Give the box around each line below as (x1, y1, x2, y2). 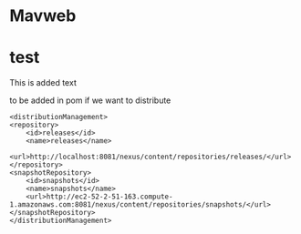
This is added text (9, 77, 78, 88)
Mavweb (9, 5, 77, 26)
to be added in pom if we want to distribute (9, 95, 171, 106)
